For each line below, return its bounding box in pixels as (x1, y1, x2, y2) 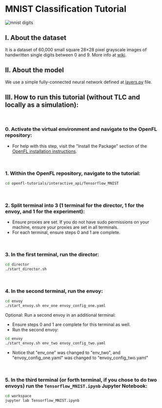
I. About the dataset (5, 34, 67, 42)
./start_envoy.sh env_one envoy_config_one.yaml (5, 304, 106, 308)
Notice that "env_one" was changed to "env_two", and (12, 349, 121, 355)
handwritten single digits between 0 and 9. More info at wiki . (5, 52, 127, 58)
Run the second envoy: (12, 327, 59, 333)
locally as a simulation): (5, 101, 79, 109)
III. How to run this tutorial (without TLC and (5, 93, 140, 101)
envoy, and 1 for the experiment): (5, 208, 85, 215)
